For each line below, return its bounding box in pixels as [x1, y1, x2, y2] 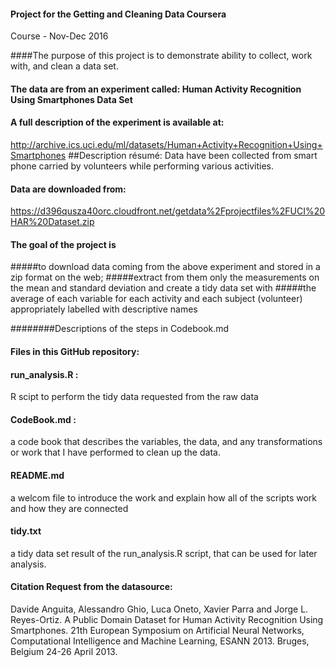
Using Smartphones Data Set [10, 93, 133, 105]
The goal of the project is [10, 238, 117, 250]
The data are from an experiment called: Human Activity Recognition [10, 83, 302, 95]
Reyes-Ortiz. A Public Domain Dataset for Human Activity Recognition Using [10, 614, 324, 626]
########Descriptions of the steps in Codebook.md [10, 323, 230, 335]
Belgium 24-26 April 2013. [10, 646, 118, 658]
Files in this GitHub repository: [10, 346, 140, 357]
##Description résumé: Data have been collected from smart [68, 150, 318, 161]
